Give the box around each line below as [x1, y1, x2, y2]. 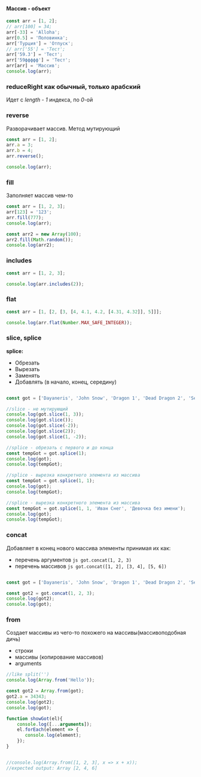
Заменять [14, 372, 40, 379]
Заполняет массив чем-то [6, 192, 74, 199]
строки [14, 647, 33, 655]
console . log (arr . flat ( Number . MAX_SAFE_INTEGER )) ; [6, 319, 133, 325]
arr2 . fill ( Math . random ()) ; [6, 237, 74, 243]
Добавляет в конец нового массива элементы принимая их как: [6, 544, 171, 552]
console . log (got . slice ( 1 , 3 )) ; [6, 411, 84, 417]
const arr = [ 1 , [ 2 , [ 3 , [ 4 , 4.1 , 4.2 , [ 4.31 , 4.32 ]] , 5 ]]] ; [6, 309, 162, 315]
